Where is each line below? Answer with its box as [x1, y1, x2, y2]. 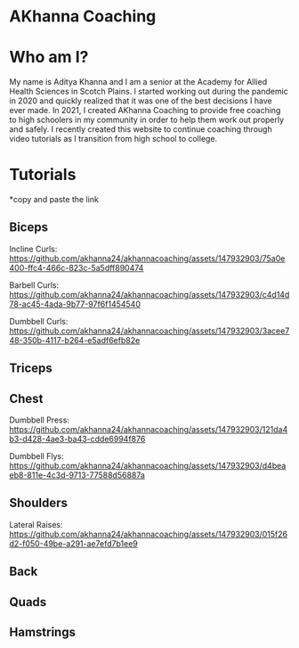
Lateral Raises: [9, 519, 64, 529]
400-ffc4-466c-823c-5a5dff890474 [9, 262, 144, 273]
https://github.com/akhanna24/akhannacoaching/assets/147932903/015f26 [9, 529, 288, 539]
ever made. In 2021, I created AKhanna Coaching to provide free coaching [9, 105, 281, 116]
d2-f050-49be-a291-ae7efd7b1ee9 [9, 537, 138, 549]
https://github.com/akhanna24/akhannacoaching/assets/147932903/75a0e [9, 252, 286, 264]
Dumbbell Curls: [9, 316, 69, 326]
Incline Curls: [9, 243, 58, 254]
